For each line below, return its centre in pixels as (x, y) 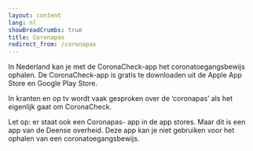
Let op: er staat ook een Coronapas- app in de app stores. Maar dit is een (127, 122)
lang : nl (22, 23)
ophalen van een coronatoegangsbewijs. (74, 138)
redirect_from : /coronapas (52, 45)
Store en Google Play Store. (53, 84)
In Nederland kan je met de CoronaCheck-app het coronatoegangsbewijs (126, 67)
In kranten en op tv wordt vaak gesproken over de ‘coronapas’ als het (121, 99)
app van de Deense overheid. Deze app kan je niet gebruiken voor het (121, 131)
